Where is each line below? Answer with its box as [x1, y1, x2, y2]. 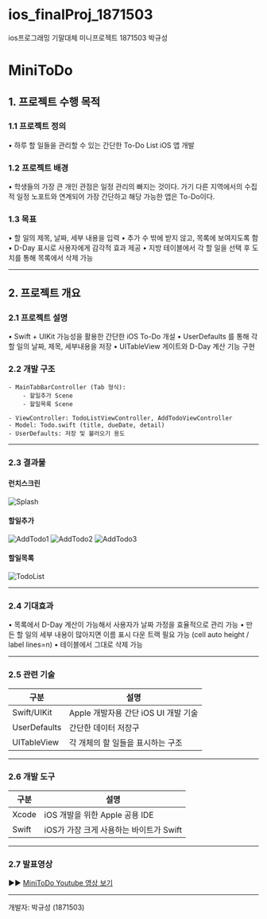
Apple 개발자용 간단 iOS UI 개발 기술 [68, 707, 199, 718]
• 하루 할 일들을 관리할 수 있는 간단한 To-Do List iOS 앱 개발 [8, 140, 195, 150]
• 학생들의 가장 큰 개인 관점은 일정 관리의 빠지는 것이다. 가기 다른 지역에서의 [8, 182, 243, 192]
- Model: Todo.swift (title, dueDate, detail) [8, 421, 165, 429]
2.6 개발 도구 [8, 771, 56, 782]
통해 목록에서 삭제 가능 [22, 253, 94, 263]
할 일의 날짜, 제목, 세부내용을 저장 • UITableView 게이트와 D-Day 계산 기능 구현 [8, 342, 256, 351]
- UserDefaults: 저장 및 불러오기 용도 [8, 430, 126, 438]
